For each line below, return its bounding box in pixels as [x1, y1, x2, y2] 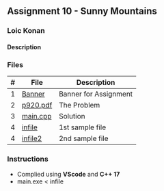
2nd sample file [59, 133, 109, 143]
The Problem [59, 101, 100, 110]
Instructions [7, 154, 49, 164]
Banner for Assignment [59, 89, 133, 99]
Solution [59, 112, 85, 121]
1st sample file [59, 123, 107, 132]
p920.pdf [21, 101, 53, 110]
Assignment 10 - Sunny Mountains [7, 5, 157, 17]
